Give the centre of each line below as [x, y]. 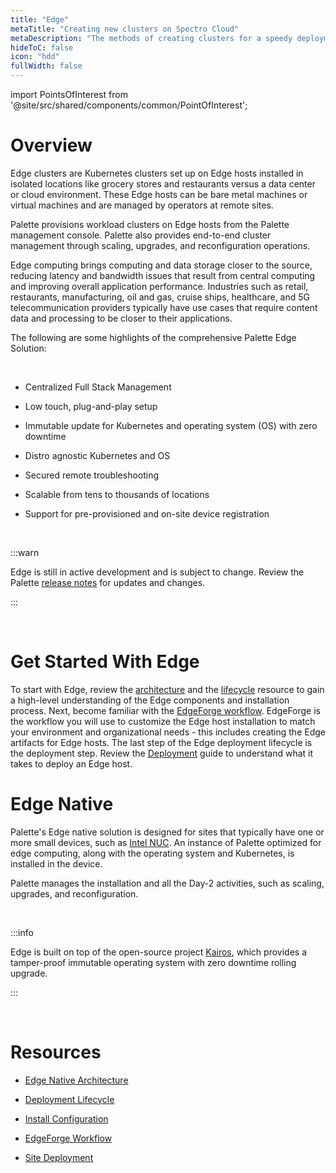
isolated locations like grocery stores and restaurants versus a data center [163, 183]
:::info [22, 932]
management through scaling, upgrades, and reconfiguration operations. [160, 245]
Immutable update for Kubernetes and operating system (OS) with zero [171, 425]
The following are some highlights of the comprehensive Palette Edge [153, 337]
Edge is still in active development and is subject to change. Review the [157, 572]
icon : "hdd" [35, 57]
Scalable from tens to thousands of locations [117, 494]
